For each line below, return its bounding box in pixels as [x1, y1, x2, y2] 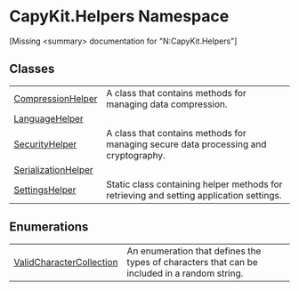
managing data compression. [106, 98, 229, 110]
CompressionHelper [13, 92, 98, 104]
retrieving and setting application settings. [106, 189, 282, 201]
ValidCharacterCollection [13, 255, 118, 268]
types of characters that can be [126, 255, 258, 268]
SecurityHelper [13, 138, 77, 150]
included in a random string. [126, 267, 244, 279]
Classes [9, 61, 55, 77]
